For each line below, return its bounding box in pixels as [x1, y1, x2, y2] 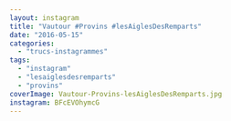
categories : [9, 38, 55, 48]
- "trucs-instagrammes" [17, 47, 108, 56]
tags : [9, 55, 30, 65]
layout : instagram [9, 13, 79, 23]
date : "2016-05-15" [9, 30, 84, 39]
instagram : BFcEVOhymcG [9, 97, 100, 107]
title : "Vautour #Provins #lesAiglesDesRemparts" [9, 22, 203, 31]
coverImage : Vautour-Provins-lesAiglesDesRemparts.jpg [9, 89, 223, 98]
